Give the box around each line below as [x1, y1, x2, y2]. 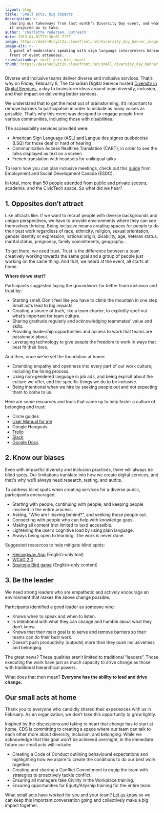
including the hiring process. [12, 368, 70, 374]
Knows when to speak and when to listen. [12, 613, 96, 619]
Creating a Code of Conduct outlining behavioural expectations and [12, 751, 148, 757]
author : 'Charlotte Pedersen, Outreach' [5, 30, 89, 35]
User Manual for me [12, 419, 53, 424]
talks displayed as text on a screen [12, 150, 82, 157]
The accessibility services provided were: [5, 125, 89, 131]
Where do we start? [5, 273, 46, 279]
